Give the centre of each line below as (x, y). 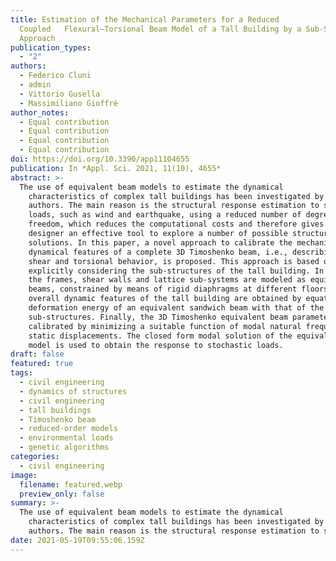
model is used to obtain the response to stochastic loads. (156, 345)
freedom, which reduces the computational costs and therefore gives (176, 224)
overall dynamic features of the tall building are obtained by (165, 299)
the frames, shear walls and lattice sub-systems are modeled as (167, 280)
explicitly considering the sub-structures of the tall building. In (176, 271)
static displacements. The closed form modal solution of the (160, 336)
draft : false (37, 354)
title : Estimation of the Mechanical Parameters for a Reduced (145, 19)
